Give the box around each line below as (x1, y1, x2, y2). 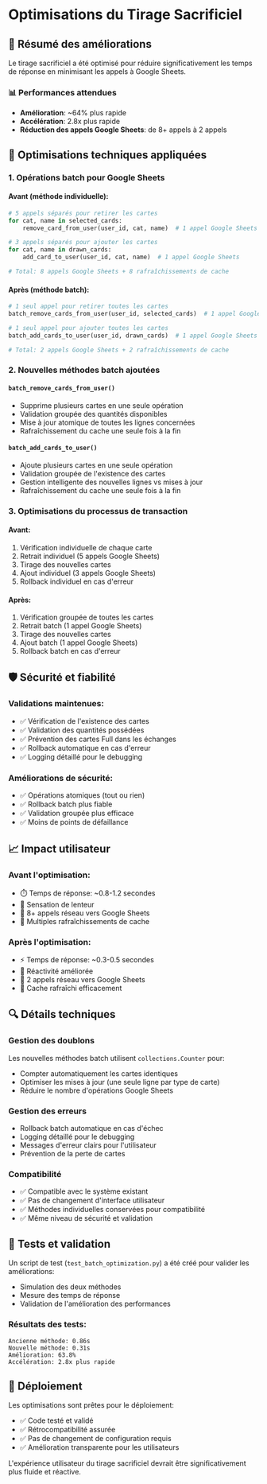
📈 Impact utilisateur (8, 841, 111, 856)
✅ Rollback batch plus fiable (19, 799, 113, 809)
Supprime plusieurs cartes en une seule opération (19, 400, 184, 410)
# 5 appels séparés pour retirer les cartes (8, 209, 158, 217)
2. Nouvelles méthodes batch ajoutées (8, 364, 161, 375)
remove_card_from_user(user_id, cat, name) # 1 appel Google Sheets (22, 224, 258, 232)
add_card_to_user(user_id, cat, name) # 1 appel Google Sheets (22, 253, 240, 262)
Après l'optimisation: (8, 936, 91, 947)
